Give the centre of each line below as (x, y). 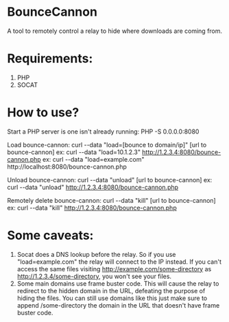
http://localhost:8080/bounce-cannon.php (67, 166)
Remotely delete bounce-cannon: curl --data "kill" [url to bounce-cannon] (111, 200)
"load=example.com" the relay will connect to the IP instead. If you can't (119, 262)
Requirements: (50, 59)
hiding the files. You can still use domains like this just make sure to (112, 298)
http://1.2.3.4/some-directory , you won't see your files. (94, 276)
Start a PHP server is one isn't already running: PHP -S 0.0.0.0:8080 (103, 132)
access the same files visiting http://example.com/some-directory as (114, 269)
